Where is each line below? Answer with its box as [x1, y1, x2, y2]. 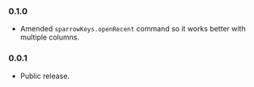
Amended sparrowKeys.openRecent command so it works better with [19, 24, 246, 34]
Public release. [19, 71, 70, 81]
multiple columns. [19, 32, 79, 42]
